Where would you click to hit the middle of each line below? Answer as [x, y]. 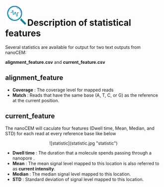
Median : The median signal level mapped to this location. [72, 174]
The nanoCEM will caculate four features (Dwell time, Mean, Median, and [80, 128]
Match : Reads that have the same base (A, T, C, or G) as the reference [85, 95]
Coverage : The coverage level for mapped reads [63, 90]
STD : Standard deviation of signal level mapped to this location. [78, 179]
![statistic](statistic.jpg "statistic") [83, 143]
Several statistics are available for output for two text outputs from [73, 47]
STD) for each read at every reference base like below [61, 133]
